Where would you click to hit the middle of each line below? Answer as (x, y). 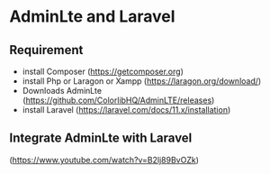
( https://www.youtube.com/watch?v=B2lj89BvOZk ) (104, 160)
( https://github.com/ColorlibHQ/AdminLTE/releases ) (118, 100)
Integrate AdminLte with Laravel (101, 138)
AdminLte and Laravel (92, 17)
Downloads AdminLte (62, 91)
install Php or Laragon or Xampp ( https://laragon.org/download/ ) (142, 81)
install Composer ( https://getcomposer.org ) (103, 71)
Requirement (46, 50)
